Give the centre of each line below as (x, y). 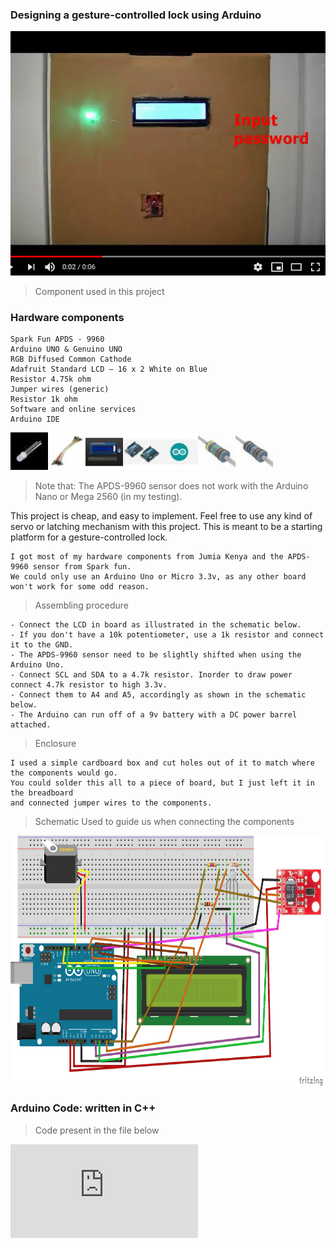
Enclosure (55, 744)
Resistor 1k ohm (44, 399)
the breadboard (42, 793)
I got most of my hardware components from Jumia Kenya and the (147, 557)
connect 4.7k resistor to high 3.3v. (89, 685)
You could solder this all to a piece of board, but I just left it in (162, 783)
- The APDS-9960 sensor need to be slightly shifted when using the (156, 655)
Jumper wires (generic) (60, 389)
